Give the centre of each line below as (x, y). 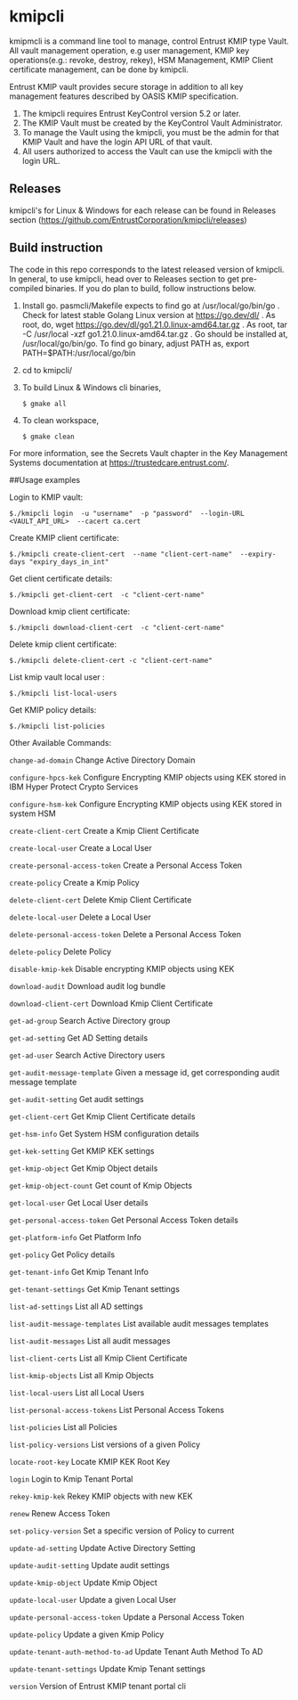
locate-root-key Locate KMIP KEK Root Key (90, 1461)
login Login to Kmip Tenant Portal (71, 1479)
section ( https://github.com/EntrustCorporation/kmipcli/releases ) (128, 219)
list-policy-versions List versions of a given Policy (105, 1444)
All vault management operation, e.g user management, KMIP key (129, 50)
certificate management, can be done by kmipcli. (99, 69)
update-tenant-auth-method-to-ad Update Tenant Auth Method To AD (137, 1651)
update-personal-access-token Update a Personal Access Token (127, 1617)
